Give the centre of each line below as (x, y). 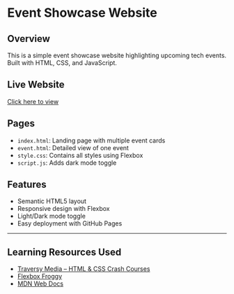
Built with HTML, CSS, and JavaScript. (62, 63)
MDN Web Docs (40, 284)
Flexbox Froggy (40, 277)
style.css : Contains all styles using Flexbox (80, 155)
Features (27, 185)
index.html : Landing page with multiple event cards (91, 140)
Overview (29, 39)
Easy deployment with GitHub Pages (70, 223)
